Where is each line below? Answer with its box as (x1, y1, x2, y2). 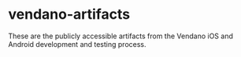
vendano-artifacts (8, 5, 131, 23)
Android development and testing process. (8, 39, 147, 48)
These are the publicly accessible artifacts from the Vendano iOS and (8, 31, 234, 41)
